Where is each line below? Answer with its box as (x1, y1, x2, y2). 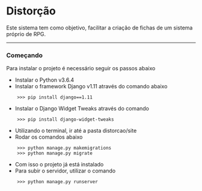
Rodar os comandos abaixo (14, 133, 83, 141)
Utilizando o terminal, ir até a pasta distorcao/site (14, 127, 137, 135)
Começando (6, 51, 43, 59)
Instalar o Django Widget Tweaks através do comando (14, 105, 149, 112)
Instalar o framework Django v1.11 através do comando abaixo (14, 83, 168, 90)
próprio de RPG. (6, 30, 46, 37)
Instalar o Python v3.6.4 (14, 76, 75, 83)
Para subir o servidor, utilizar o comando (14, 167, 116, 175)
